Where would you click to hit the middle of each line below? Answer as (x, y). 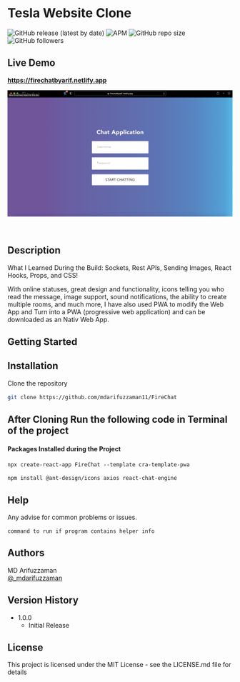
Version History (43, 600)
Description (34, 250)
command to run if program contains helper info (81, 531)
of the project (38, 431)
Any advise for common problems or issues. (72, 517)
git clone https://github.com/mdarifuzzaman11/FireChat (92, 397)
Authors (26, 553)
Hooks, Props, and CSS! (43, 275)
